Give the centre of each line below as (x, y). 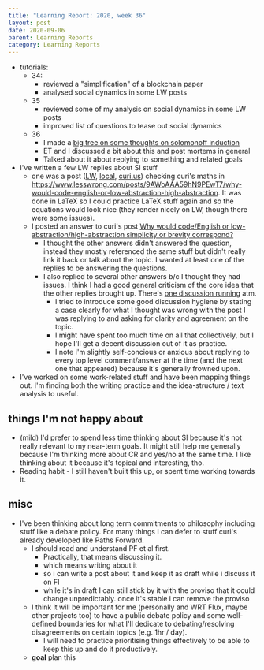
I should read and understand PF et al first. (100, 548)
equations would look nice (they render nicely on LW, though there (139, 210)
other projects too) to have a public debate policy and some (128, 615)
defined (44, 623)
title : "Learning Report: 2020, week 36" (77, 15)
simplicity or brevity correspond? (180, 235)
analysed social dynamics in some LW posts (115, 92)
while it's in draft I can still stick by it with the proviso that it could (149, 590)
